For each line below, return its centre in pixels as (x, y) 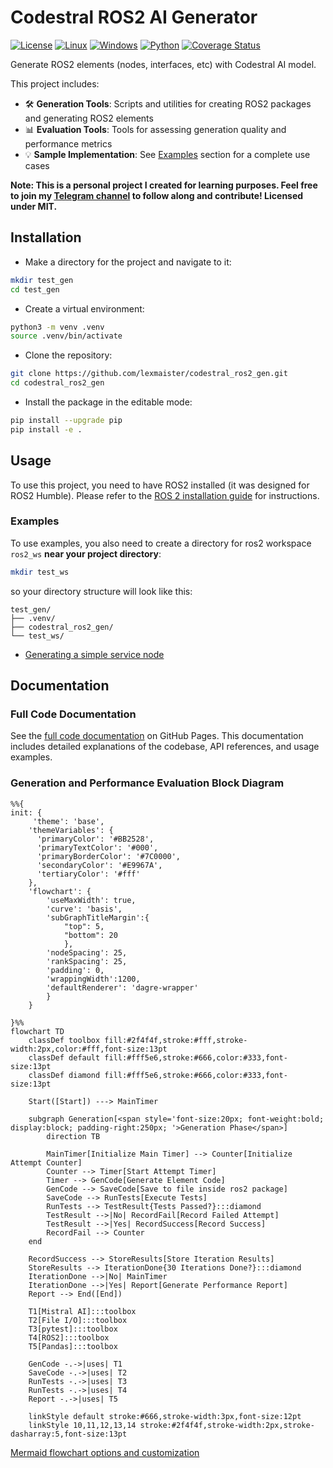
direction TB (73, 1136)
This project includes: (55, 83)
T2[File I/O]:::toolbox (78, 1320)
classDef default (64, 1057)
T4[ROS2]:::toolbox (69, 1337)
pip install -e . (46, 429)
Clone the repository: (68, 355)
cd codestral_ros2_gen (57, 383)
